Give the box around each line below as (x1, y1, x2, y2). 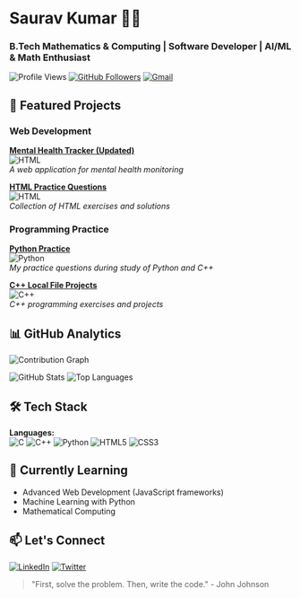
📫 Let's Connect (9, 533, 106, 549)
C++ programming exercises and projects (9, 299, 164, 310)
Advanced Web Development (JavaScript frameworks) (21, 487, 224, 497)
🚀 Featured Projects (9, 98, 122, 113)
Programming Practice (9, 224, 109, 236)
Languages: (9, 427, 56, 438)
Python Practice (9, 243, 71, 254)
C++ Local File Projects (9, 280, 98, 291)
